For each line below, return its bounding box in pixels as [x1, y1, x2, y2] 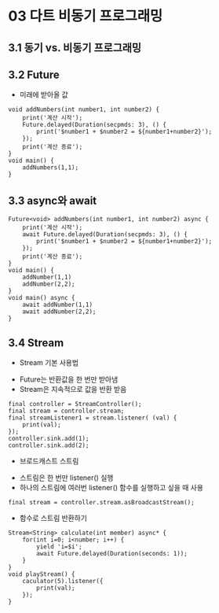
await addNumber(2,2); [22, 308, 97, 316]
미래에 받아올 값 [19, 90, 68, 99]
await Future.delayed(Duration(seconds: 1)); [36, 550, 188, 558]
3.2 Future [8, 68, 60, 81]
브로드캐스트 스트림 [19, 456, 79, 466]
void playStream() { [8, 571, 76, 578]
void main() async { [8, 294, 76, 302]
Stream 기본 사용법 [19, 358, 79, 367]
